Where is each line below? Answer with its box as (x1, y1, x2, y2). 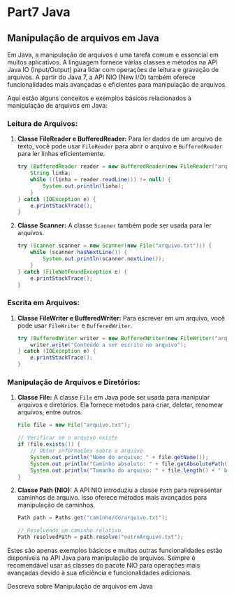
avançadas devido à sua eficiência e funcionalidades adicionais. (7, 568, 192, 577)
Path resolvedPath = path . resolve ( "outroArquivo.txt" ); (17, 533, 184, 541)
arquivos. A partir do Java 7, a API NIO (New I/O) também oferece (7, 73, 196, 81)
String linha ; (30, 169, 71, 177)
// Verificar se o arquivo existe (17, 435, 118, 442)
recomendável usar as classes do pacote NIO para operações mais (7, 561, 200, 570)
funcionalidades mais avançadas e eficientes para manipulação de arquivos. (7, 80, 227, 88)
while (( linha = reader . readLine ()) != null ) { (30, 176, 171, 183)
